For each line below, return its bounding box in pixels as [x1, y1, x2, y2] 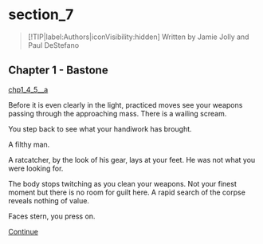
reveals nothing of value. [8, 195, 90, 205]
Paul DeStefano [27, 40, 80, 49]
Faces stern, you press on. [8, 211, 96, 221]
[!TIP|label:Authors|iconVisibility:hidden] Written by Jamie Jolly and [27, 32, 249, 41]
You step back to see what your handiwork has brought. [8, 124, 193, 133]
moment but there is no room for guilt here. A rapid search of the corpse [8, 187, 245, 197]
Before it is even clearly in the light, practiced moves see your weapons [8, 100, 243, 109]
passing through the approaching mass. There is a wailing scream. [8, 108, 227, 118]
